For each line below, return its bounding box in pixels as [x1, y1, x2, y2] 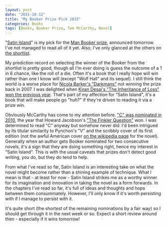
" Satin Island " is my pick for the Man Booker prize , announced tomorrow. [5, 39, 155, 45]
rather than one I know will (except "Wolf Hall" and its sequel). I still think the [5, 76, 162, 82]
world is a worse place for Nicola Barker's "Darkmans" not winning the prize [5, 81, 162, 87]
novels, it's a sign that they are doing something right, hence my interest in [5, 144, 158, 150]
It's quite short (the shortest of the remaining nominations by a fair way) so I [5, 206, 161, 212]
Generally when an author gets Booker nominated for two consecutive [5, 138, 149, 145]
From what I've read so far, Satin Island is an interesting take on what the [5, 164, 154, 170]
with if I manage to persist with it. [5, 196, 73, 202]
